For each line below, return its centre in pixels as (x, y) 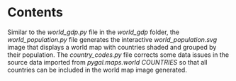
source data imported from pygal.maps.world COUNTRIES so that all (107, 62)
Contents (35, 12)
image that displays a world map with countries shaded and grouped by (112, 47)
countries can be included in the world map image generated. (97, 70)
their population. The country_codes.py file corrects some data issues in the (118, 55)
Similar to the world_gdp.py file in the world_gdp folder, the (94, 32)
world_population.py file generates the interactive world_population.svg (112, 39)
